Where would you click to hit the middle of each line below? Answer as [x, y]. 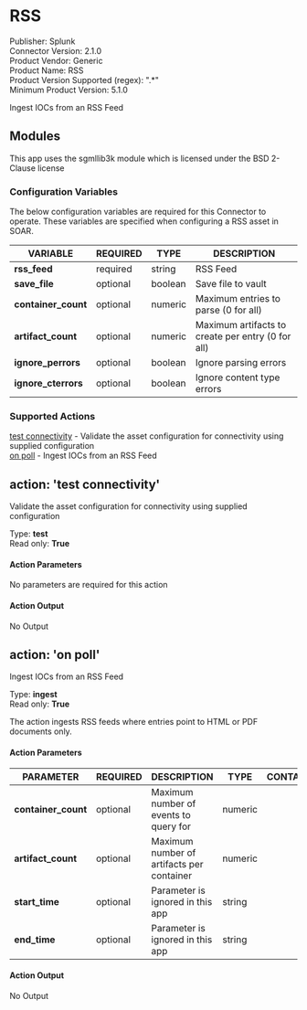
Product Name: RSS [47, 70]
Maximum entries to [238, 299]
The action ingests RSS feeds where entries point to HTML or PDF [134, 722]
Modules [35, 137]
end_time [35, 940]
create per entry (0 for [243, 336]
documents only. [41, 731]
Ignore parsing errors [241, 363]
